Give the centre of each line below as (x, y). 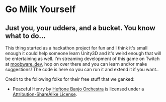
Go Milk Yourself (40, 9)
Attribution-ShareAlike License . (45, 94)
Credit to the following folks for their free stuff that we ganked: (70, 79)
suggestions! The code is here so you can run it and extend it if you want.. (82, 69)
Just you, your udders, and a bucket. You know (80, 28)
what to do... (26, 36)
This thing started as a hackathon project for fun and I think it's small (76, 48)
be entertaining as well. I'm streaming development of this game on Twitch (82, 59)
